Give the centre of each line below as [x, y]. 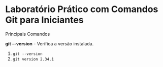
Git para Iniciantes [44, 20]
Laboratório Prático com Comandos [82, 9]
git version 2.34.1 [33, 59]
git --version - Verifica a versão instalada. [50, 43]
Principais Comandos [28, 34]
